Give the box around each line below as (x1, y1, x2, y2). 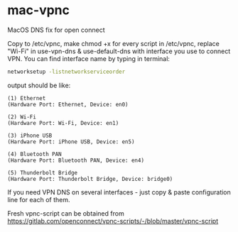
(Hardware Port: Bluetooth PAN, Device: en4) (7, 157, 144, 164)
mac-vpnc (7, 2, 70, 18)
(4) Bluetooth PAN (7, 150, 62, 158)
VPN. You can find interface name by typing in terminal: (7, 54, 171, 62)
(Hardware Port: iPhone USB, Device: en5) (7, 138, 135, 145)
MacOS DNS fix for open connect (7, 26, 105, 34)
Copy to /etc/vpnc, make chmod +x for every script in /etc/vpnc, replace (7, 39, 220, 48)
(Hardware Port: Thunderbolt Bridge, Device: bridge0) (7, 175, 173, 182)
